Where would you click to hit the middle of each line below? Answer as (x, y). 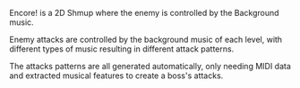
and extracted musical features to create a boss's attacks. (116, 76)
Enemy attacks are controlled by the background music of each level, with (146, 40)
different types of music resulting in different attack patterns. (122, 49)
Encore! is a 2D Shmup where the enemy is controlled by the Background (144, 13)
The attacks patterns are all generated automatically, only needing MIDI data (150, 66)
